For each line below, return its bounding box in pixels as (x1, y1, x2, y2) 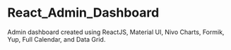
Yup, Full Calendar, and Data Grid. (7, 35, 106, 43)
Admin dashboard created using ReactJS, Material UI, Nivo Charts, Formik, (7, 28, 225, 36)
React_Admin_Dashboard (7, 5, 160, 21)
